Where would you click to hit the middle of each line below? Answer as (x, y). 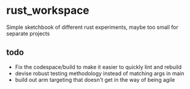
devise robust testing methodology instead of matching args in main (100, 73)
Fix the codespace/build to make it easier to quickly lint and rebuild (98, 67)
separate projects (28, 33)
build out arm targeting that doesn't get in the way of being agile (95, 79)
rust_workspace (48, 11)
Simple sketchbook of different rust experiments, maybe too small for (92, 27)
